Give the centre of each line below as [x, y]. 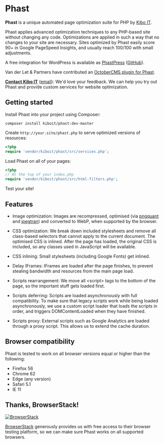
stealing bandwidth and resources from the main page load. [73, 271]
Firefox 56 [23, 368]
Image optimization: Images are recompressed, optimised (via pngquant [85, 216]
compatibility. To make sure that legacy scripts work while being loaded [85, 301]
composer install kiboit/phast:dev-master [49, 123]
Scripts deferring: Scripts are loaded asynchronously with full [75, 295]
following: [15, 358]
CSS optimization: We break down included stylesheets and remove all [84, 231]
